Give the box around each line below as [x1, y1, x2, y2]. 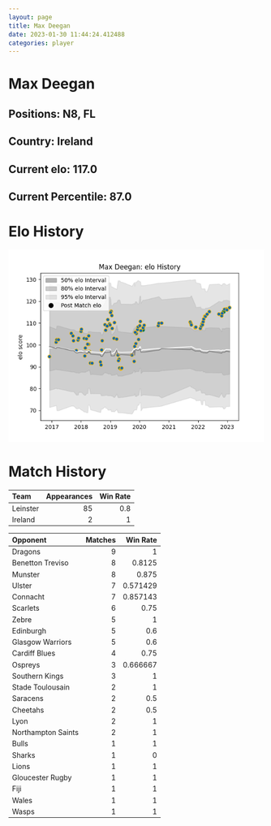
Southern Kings [11, 671, 64, 681]
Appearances [45, 491, 93, 501]
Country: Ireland [8, 135, 93, 149]
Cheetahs [11, 705, 45, 715]
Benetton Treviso [11, 558, 69, 568]
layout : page [8, 13, 53, 21]
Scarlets [11, 603, 40, 613]
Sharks [11, 750, 36, 759]
